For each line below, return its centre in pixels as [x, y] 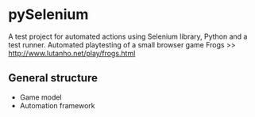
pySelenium [48, 15]
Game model [41, 97]
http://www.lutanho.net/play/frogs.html [72, 53]
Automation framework [57, 105]
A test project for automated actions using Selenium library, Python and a [128, 36]
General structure [53, 78]
